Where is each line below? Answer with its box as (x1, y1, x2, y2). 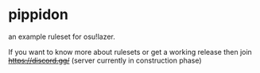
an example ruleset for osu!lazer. (8, 32, 115, 41)
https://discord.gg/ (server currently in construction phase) (8, 56, 202, 65)
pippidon (8, 6, 69, 24)
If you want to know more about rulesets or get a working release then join (8, 47, 252, 56)
